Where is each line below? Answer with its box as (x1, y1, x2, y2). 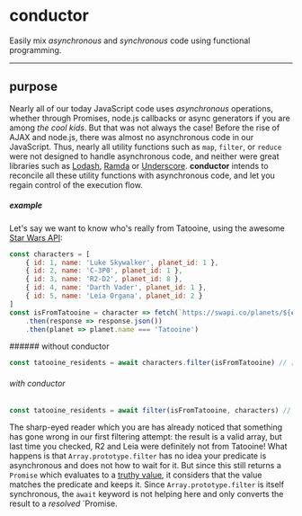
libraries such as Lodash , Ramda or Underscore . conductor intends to (9, 160, 269, 171)
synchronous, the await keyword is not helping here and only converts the (9, 489, 284, 500)
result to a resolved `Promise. (9, 498, 119, 509)
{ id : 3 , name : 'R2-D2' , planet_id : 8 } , (25, 275, 183, 284)
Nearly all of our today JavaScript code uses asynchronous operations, (9, 102, 274, 113)
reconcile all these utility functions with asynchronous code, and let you (9, 170, 276, 181)
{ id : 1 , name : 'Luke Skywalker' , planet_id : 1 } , (25, 258, 219, 267)
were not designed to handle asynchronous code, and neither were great (9, 150, 280, 162)
